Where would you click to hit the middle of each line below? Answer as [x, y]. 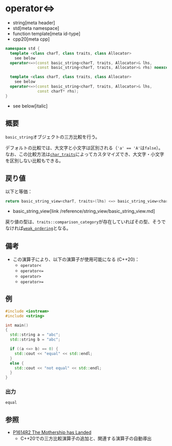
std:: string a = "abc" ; [35, 335]
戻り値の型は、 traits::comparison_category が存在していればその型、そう [83, 222]
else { [17, 363]
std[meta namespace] [36, 28]
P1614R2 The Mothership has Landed [52, 433]
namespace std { [23, 48]
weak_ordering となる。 [47, 228]
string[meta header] [34, 23]
